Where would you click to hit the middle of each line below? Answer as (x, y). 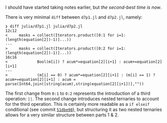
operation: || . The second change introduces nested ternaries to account (82, 99)
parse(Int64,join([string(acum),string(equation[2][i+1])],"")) (75, 84)
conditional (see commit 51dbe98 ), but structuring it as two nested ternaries (84, 109)
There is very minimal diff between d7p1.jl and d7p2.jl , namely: (74, 17)
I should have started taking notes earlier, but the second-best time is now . (83, 7)
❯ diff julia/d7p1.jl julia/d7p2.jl (44, 26)
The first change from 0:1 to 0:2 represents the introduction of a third (78, 93)
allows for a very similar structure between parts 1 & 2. (62, 115)
